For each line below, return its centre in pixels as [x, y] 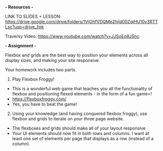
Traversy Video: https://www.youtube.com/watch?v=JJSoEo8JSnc [72, 36]
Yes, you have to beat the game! [44, 104]
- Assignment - [21, 46]
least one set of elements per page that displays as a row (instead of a [83, 139]
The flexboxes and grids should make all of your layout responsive [79, 128]
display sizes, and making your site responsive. [52, 60]
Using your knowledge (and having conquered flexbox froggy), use [80, 113]
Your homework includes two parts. [41, 70]
